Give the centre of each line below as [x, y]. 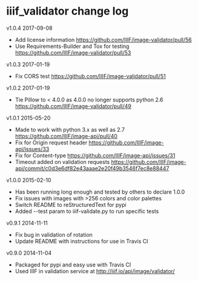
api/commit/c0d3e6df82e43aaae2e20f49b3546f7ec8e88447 [92, 168]
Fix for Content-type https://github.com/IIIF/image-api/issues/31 [95, 155]
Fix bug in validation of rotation [54, 234]
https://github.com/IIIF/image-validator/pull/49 [73, 106]
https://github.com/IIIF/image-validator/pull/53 [73, 52]
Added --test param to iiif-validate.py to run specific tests [87, 211]
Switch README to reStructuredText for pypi [71, 205]
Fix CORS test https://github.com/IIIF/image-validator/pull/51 [90, 76]
